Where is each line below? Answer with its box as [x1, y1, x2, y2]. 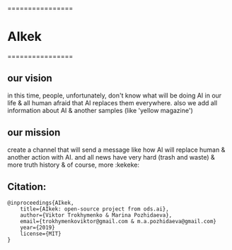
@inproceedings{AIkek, [7, 199, 74, 207]
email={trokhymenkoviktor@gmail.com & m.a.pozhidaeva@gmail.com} [20, 218, 217, 225]
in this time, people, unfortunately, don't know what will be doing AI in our [7, 91, 222, 100]
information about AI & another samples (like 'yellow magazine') [7, 106, 193, 114]
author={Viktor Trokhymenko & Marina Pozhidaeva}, [20, 212, 173, 219]
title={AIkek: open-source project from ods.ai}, [20, 206, 170, 213]
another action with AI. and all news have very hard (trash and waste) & [7, 153, 216, 161]
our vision [7, 72, 53, 85]
